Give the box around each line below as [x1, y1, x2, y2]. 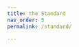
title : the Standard [7, 10, 67, 17]
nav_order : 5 [7, 17, 45, 23]
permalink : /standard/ [7, 23, 72, 30]
